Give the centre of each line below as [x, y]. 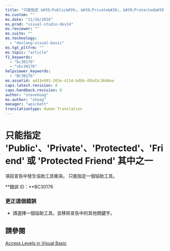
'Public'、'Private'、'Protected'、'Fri [84, 148]
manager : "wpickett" [27, 104]
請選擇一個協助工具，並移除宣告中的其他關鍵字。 [63, 213]
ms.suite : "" [19, 33]
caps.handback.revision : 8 [34, 90]
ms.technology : [21, 39]
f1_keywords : [19, 57]
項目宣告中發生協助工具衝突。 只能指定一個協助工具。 [61, 176]
